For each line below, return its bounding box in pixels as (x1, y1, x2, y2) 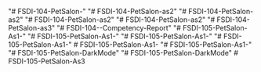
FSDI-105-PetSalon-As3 (8, 56, 85, 66)
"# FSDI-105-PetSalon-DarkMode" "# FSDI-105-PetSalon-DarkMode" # (8, 49, 239, 57)
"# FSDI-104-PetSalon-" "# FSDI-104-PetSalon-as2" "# (8, 7, 187, 16)
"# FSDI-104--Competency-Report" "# (56, 23, 182, 32)
